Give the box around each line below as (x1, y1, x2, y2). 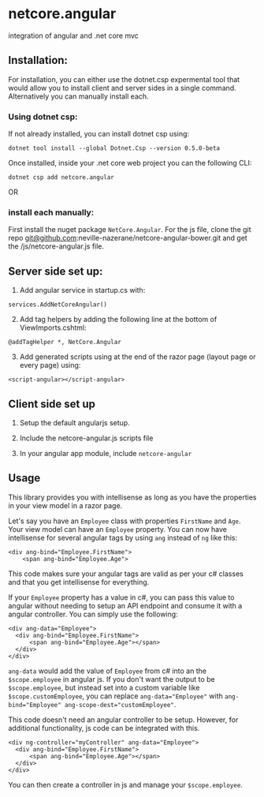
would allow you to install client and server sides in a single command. (8, 83, 236, 92)
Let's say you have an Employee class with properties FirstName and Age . (8, 516, 242, 526)
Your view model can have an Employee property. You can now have (8, 524, 227, 533)
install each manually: (8, 207, 95, 218)
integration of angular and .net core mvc (8, 31, 139, 40)
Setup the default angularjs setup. (19, 417, 130, 427)
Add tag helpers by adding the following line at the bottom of (19, 315, 218, 324)
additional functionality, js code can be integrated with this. (8, 723, 200, 732)
